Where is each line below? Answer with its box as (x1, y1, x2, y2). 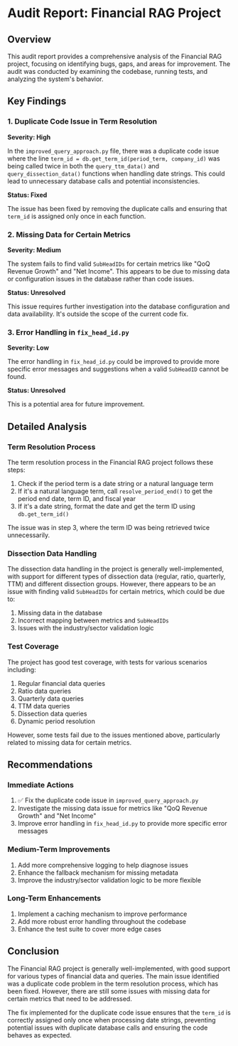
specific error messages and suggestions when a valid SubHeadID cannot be (7, 365, 229, 374)
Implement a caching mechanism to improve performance (17, 910, 188, 918)
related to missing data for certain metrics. (7, 738, 132, 747)
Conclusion (7, 945, 60, 957)
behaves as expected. (7, 1030, 72, 1039)
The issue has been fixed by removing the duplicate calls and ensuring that (7, 204, 227, 212)
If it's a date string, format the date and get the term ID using (17, 502, 195, 510)
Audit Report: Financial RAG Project (7, 5, 222, 21)
